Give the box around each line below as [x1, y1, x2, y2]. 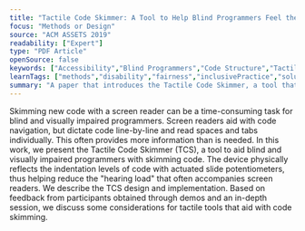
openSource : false [9, 55, 79, 64]
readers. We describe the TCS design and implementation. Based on [9, 182, 266, 193]
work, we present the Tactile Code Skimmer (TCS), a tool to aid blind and [9, 144, 282, 155]
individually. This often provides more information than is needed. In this [9, 134, 280, 145]
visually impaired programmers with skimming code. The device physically [9, 153, 289, 164]
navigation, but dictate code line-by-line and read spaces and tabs [9, 124, 259, 136]
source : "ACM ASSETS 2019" [9, 30, 112, 39]
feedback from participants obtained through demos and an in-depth [9, 192, 268, 203]
